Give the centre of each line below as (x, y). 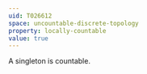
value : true (28, 38)
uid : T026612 (30, 16)
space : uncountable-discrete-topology (73, 23)
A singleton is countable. (50, 61)
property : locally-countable (57, 31)
